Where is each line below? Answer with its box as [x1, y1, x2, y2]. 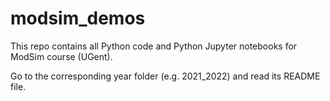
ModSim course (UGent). [10, 50, 113, 62]
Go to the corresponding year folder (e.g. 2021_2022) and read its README [10, 70, 321, 82]
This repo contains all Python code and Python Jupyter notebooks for [10, 40, 298, 52]
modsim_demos [10, 7, 146, 30]
